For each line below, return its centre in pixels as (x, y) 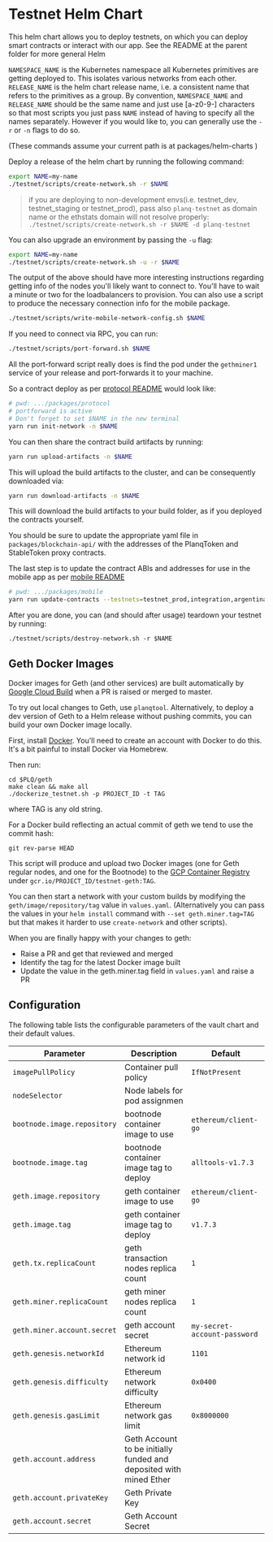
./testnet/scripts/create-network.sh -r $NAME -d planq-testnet (139, 224)
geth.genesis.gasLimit (56, 1415)
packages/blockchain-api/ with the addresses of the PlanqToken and (123, 544)
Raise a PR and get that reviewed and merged (96, 954)
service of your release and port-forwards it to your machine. (111, 373)
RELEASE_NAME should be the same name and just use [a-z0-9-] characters (132, 104)
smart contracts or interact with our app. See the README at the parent (128, 45)
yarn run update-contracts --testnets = (76, 600)
